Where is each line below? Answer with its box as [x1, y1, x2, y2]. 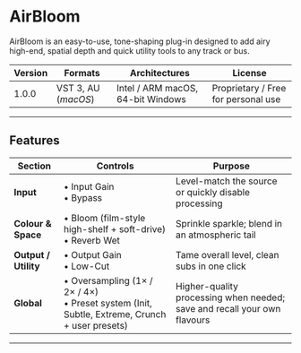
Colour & [13, 217, 52, 229]
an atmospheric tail [176, 228, 257, 241]
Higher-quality [176, 280, 239, 292]
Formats [64, 66, 100, 79]
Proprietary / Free [211, 82, 287, 94]
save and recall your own [176, 302, 281, 314]
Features [9, 133, 60, 149]
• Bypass [63, 191, 103, 203]
